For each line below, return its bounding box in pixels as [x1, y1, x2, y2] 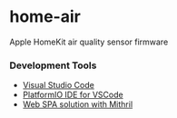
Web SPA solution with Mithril [22, 99, 133, 110]
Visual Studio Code [22, 80, 95, 91]
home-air [9, 6, 82, 27]
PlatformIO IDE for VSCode [22, 89, 124, 101]
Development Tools [9, 59, 97, 72]
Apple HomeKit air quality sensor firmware [9, 36, 169, 47]
